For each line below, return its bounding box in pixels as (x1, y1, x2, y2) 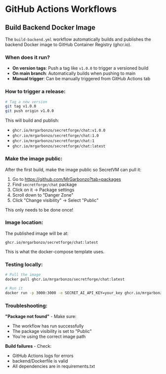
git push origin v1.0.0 (5, 108, 54, 113)
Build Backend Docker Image (5, 23, 95, 32)
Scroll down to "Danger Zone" (12, 192, 74, 198)
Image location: (5, 219, 43, 226)
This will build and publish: (5, 117, 59, 123)
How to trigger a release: (5, 88, 66, 95)
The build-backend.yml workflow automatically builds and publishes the (5, 36, 152, 42)
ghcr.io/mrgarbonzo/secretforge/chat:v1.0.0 (12, 128, 106, 133)
